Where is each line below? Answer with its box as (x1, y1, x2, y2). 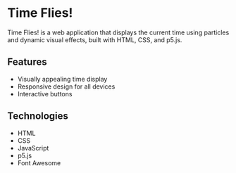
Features (7, 56, 47, 68)
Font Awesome (17, 158, 61, 167)
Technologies (7, 110, 69, 122)
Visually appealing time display (17, 75, 108, 83)
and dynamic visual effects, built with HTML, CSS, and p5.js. (7, 35, 182, 44)
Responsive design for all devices (17, 82, 116, 91)
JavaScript (17, 143, 49, 152)
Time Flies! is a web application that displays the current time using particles (7, 28, 230, 37)
